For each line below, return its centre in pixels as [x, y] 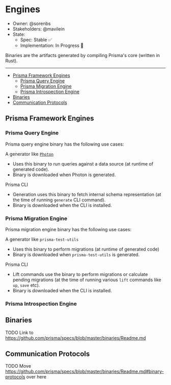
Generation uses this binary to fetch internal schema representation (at [87, 194]
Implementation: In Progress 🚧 [52, 45]
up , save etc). [26, 285]
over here [36, 377]
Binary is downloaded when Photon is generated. [64, 175]
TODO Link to [20, 333]
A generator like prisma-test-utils [42, 239]
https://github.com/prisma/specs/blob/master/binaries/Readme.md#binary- [84, 372]
